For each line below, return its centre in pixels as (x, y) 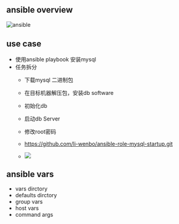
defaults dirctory (36, 195)
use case (24, 44)
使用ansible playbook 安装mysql (56, 59)
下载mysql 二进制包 (49, 80)
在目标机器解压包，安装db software (69, 93)
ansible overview (40, 10)
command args (34, 215)
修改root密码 (40, 131)
